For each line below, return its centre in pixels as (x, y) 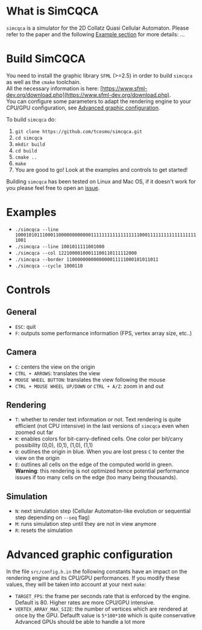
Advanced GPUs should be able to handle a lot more (80, 622)
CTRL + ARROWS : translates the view (58, 373)
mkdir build (30, 144)
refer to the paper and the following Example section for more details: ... (96, 34)
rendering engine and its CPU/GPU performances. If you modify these (93, 578)
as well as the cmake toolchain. (44, 82)
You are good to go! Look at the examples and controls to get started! (101, 169)
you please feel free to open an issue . (53, 188)
